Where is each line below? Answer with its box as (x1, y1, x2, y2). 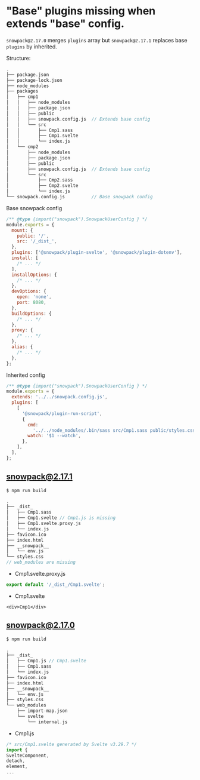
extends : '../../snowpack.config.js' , (11, 394, 108, 400)
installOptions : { (11, 272, 58, 278)
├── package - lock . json (6, 77, 62, 83)
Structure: (6, 54, 31, 62)
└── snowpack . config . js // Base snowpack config (6, 194, 153, 200)
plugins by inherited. (6, 43, 58, 50)
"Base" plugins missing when (6, 4, 156, 18)
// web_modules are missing (6, 560, 76, 566)
